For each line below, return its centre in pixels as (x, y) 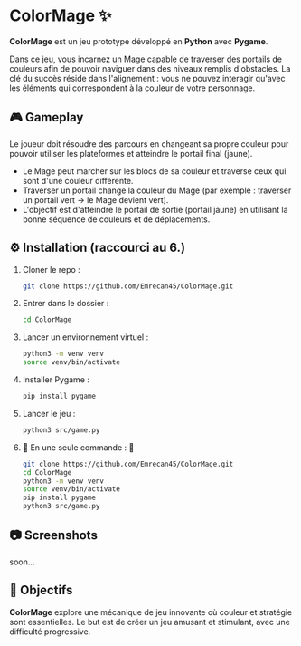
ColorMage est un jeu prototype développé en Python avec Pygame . (139, 41)
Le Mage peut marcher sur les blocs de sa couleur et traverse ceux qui (154, 171)
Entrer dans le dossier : (66, 304)
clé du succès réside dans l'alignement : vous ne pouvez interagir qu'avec (148, 78)
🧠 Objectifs (41, 590)
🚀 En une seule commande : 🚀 (78, 447)
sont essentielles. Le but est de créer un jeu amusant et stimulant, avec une (150, 622)
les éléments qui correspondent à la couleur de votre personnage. (132, 88)
